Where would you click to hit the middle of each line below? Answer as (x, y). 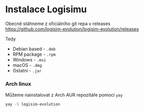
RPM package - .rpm (34, 54)
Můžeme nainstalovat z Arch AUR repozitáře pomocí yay (64, 95)
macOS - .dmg (27, 65)
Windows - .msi (29, 59)
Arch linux (18, 84)
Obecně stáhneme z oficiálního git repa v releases (58, 24)
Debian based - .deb (34, 49)
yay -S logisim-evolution (33, 104)
